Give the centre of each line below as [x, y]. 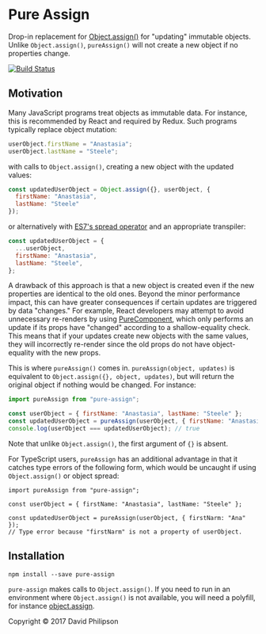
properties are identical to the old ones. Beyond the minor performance [124, 294]
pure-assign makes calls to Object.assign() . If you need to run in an [120, 589]
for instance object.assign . [51, 606]
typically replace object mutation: [63, 129]
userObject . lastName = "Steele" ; [63, 151]
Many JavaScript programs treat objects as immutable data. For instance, [128, 112]
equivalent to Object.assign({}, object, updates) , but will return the [122, 377]
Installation [36, 556]
